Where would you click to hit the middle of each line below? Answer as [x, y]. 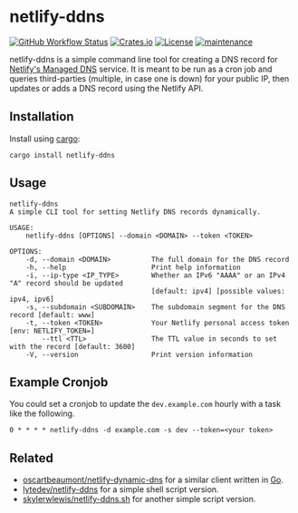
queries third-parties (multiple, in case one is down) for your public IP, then [149, 78]
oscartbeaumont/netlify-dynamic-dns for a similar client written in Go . [153, 480]
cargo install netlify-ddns [62, 155]
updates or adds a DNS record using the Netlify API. [106, 88]
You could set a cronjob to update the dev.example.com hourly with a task [145, 404]
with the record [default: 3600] [72, 346]
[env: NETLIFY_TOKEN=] [52, 331]
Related [32, 458]
